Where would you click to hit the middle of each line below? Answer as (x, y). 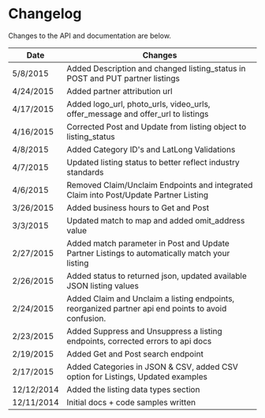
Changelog (45, 14)
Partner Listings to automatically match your (148, 253)
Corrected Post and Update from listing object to (157, 126)
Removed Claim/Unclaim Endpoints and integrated (160, 185)
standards (85, 172)
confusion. (86, 318)
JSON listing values (103, 285)
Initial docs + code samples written (131, 402)
